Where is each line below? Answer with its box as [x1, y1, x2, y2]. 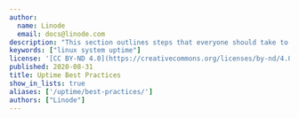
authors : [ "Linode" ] [9, 95, 86, 105]
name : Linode [17, 21, 66, 30]
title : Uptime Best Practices [9, 71, 122, 80]
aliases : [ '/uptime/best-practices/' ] [9, 87, 153, 96]
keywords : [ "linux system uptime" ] [9, 46, 141, 55]
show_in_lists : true [9, 79, 86, 88]
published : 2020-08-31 [9, 63, 93, 72]
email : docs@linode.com [17, 29, 105, 38]
